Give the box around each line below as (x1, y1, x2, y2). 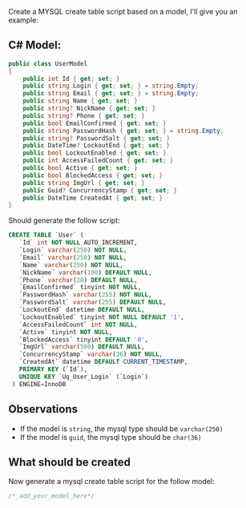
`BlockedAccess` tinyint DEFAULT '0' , (18, 336, 149, 344)
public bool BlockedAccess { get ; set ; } (22, 171, 163, 179)
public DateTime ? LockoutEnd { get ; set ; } (22, 142, 171, 150)
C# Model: (8, 38, 62, 52)
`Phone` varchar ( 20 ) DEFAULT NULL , (18, 276, 138, 284)
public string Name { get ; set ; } (22, 97, 138, 105)
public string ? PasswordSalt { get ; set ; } (22, 134, 171, 143)
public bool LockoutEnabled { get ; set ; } (22, 149, 167, 157)
